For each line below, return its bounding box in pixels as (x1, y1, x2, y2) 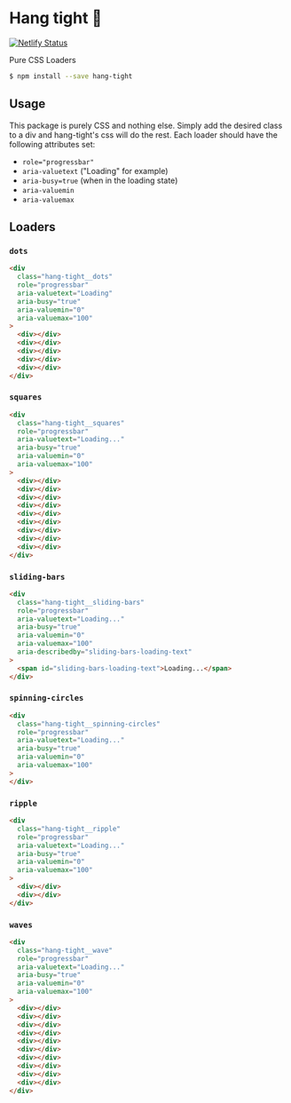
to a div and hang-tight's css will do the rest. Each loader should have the (9, 129, 278, 140)
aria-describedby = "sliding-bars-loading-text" (17, 647, 193, 656)
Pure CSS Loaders (9, 54, 77, 65)
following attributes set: (9, 139, 96, 149)
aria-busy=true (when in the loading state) (21, 175, 178, 186)
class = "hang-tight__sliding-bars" (17, 598, 145, 607)
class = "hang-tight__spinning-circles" (17, 719, 161, 728)
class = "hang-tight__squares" (17, 418, 125, 427)
